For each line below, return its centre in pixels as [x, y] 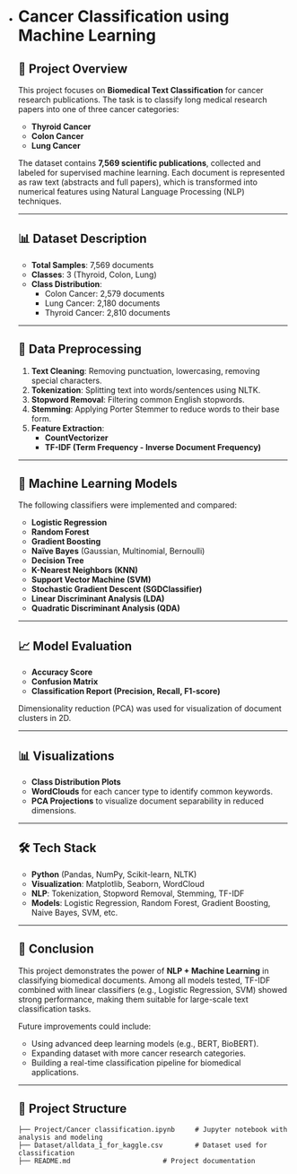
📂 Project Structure [72, 1109]
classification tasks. [54, 1009]
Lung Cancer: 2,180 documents [102, 303]
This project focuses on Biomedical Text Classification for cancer [140, 90]
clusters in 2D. [44, 718]
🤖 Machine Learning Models [97, 484]
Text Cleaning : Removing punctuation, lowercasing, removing [145, 370]
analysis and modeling [60, 1137]
